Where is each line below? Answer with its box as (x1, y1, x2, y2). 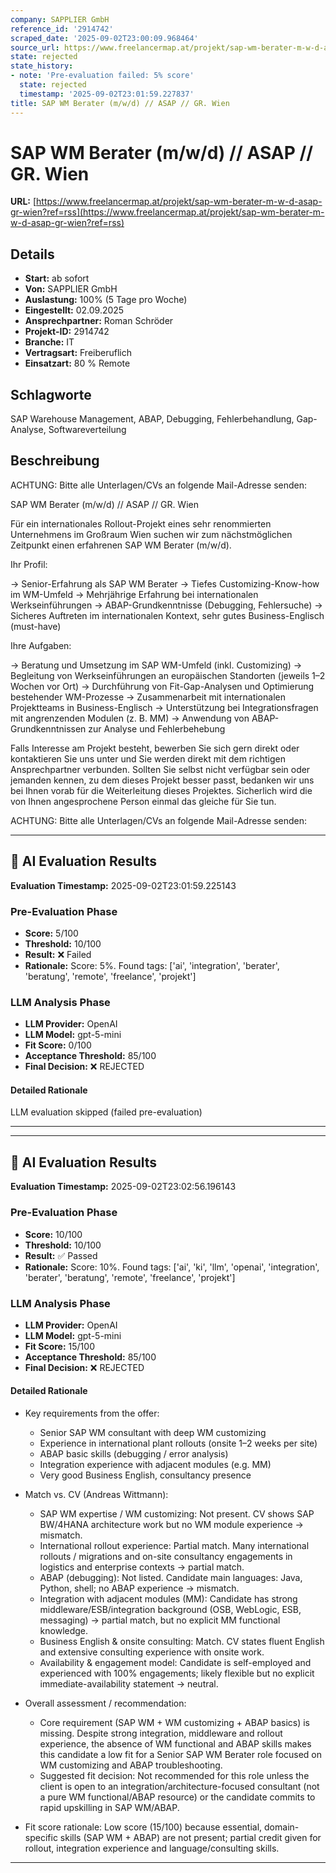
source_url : (10, 42, 60, 53)
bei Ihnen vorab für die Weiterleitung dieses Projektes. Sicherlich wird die (10, 784, 313, 796)
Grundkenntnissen (10, 722, 87, 735)
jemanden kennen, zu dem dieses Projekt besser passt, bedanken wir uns (10, 774, 315, 786)
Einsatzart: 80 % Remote (24, 357, 131, 370)
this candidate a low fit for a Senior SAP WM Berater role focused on (39, 1749, 323, 1761)
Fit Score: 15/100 (24, 1340, 95, 1352)
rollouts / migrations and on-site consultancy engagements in (39, 1551, 293, 1563)
